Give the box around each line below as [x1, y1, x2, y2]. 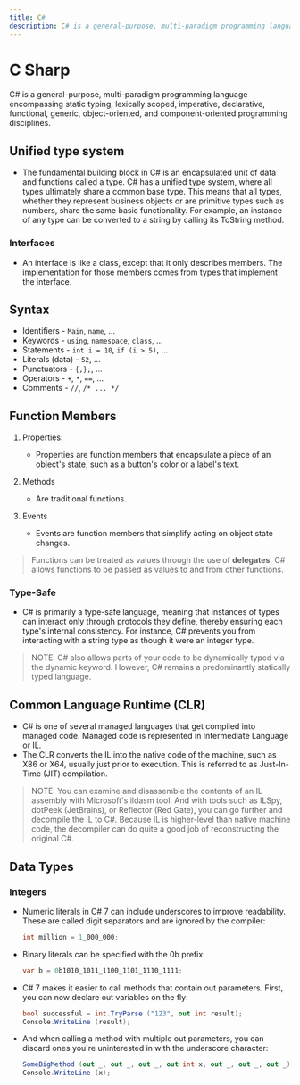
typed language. [30, 671, 92, 683]
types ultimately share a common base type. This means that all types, [21, 186, 283, 197]
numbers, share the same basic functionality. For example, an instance [21, 205, 283, 216]
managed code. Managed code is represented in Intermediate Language [21, 731, 289, 741]
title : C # [9, 12, 46, 22]
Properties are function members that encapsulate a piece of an [35, 450, 271, 460]
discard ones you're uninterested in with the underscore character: [21, 1043, 269, 1054]
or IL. [21, 740, 42, 750]
